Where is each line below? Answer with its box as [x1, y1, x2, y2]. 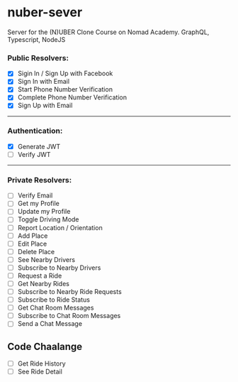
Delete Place [17, 247, 55, 256]
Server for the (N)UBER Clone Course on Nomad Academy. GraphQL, [7, 28, 210, 36]
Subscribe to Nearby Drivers [17, 263, 101, 272]
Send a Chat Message [17, 320, 83, 328]
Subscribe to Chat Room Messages [17, 312, 121, 320]
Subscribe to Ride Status [17, 295, 91, 304]
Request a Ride [17, 271, 62, 280]
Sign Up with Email [17, 101, 73, 110]
